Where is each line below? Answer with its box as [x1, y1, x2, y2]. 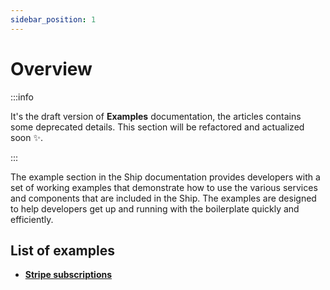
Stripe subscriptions [24, 269, 113, 281]
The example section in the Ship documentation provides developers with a [10, 171, 321, 183]
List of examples [10, 242, 115, 259]
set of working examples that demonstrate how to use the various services [10, 181, 318, 193]
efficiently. [10, 213, 54, 225]
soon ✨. [10, 131, 43, 143]
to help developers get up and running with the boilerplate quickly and [10, 202, 300, 215]
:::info [10, 91, 34, 103]
